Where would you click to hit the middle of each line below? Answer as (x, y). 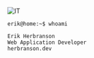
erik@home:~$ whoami (38, 24)
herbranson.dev (30, 49)
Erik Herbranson (31, 36)
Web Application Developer (47, 42)
